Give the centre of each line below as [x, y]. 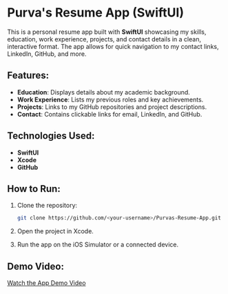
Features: [28, 76]
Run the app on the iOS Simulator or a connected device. [98, 245]
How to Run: [34, 189]
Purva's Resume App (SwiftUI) [96, 13]
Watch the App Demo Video [46, 283]
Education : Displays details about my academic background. [104, 92]
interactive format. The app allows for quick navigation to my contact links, [113, 46]
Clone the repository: [47, 206]
